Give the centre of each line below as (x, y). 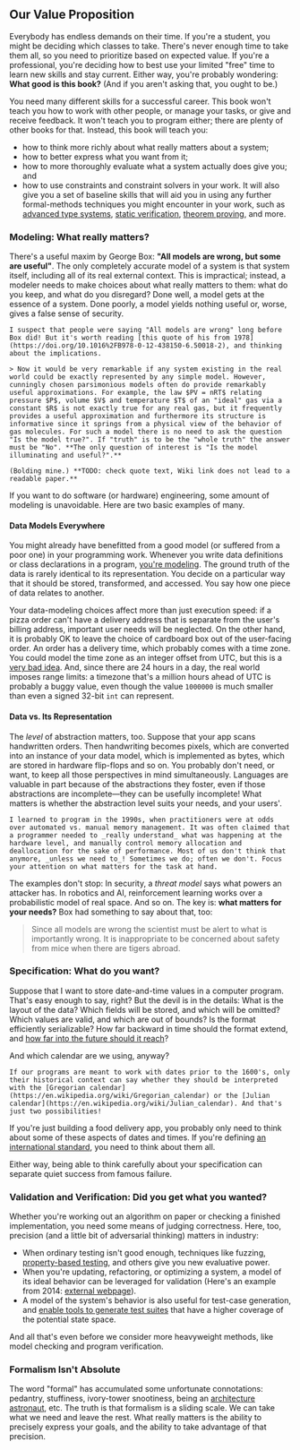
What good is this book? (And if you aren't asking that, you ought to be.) (144, 83)
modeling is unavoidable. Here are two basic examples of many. (127, 505)
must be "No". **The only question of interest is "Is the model (133, 448)
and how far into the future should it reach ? (89, 1038)
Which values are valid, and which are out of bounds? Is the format (133, 1019)
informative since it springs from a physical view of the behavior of (146, 425)
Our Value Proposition (72, 15)
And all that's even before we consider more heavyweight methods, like (141, 1337)
